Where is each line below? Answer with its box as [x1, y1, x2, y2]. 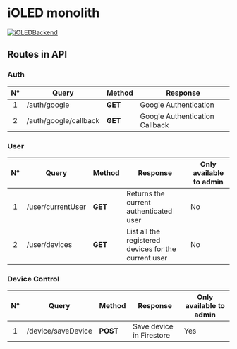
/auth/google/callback [26, 115, 100, 125]
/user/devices [26, 239, 73, 249]
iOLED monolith [7, 5, 100, 21]
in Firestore [133, 331, 171, 341]
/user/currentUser [26, 202, 87, 212]
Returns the [126, 189, 165, 198]
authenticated [126, 206, 173, 216]
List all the [126, 227, 161, 236]
